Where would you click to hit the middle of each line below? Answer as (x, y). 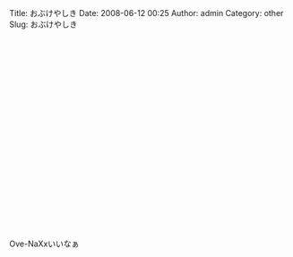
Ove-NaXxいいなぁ (44, 244)
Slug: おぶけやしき (43, 24)
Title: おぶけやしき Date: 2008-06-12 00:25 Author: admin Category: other (146, 13)
